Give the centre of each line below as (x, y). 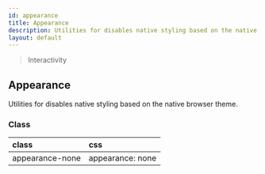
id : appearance (33, 15)
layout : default (35, 38)
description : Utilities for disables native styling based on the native (133, 30)
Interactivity (47, 60)
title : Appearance (38, 23)
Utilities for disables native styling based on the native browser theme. (123, 104)
